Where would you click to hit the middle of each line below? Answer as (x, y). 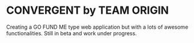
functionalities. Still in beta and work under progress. (71, 33)
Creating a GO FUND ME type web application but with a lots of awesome (97, 27)
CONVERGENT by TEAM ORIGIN (88, 10)
